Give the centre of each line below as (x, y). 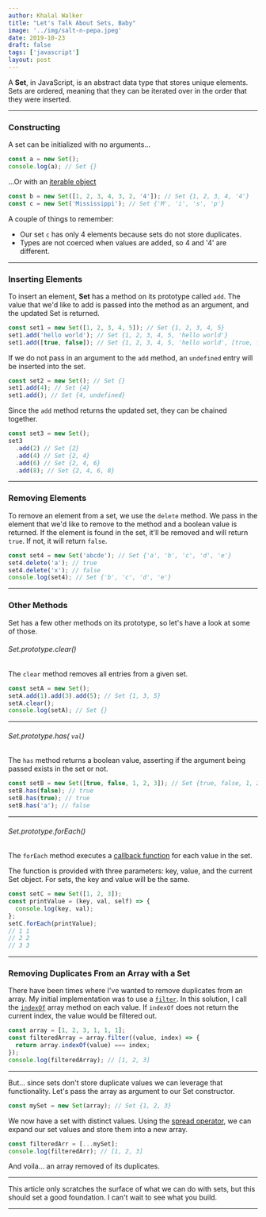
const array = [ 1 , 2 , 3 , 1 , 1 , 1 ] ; (67, 1030)
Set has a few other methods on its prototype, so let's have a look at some (129, 622)
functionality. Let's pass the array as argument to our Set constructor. (122, 1091)
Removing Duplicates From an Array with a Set (99, 973)
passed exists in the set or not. (58, 769)
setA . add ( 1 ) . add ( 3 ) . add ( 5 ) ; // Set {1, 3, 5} (85, 695)
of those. (23, 631)
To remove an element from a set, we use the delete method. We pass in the (133, 515)
